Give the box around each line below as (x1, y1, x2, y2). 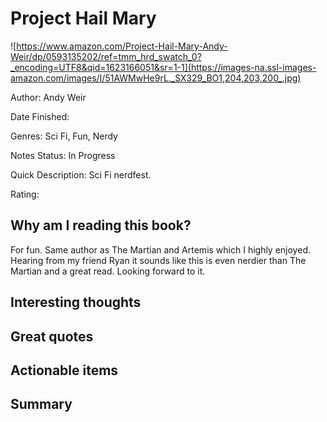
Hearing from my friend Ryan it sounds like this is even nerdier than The (10, 254, 307, 266)
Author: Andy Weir (10, 91, 87, 103)
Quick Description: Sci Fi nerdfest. (10, 168, 152, 181)
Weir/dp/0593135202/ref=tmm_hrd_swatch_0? (10, 50, 202, 62)
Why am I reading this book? (10, 217, 192, 234)
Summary (10, 396, 73, 413)
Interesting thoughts (10, 294, 142, 311)
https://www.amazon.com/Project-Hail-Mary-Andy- (16, 40, 228, 52)
